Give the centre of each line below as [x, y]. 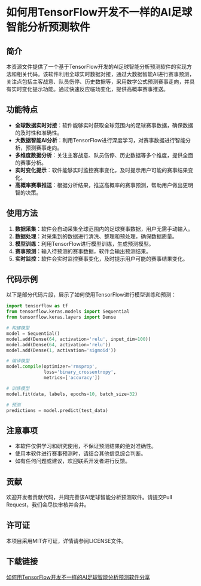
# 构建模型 [18, 328]
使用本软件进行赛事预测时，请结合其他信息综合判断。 [80, 454]
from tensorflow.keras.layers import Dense [61, 318]
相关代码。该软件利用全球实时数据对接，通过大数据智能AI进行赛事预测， [106, 74]
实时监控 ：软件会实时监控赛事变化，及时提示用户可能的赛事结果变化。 [101, 258]
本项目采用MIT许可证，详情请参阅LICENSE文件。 [66, 541]
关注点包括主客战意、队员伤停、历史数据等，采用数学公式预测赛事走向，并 [98, 82]
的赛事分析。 [31, 163]
